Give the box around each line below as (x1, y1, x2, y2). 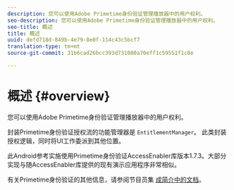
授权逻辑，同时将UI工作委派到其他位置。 (7, 137, 125, 145)
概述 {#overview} (7, 89, 111, 104)
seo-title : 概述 (7, 23, 53, 30)
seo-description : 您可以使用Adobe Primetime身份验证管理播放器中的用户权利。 (7, 17, 218, 24)
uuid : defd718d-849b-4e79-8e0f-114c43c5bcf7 (7, 37, 140, 44)
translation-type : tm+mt (7, 43, 80, 50)
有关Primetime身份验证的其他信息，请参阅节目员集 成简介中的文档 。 (7, 175, 206, 184)
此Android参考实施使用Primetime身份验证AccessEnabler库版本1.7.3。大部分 (7, 151, 227, 160)
